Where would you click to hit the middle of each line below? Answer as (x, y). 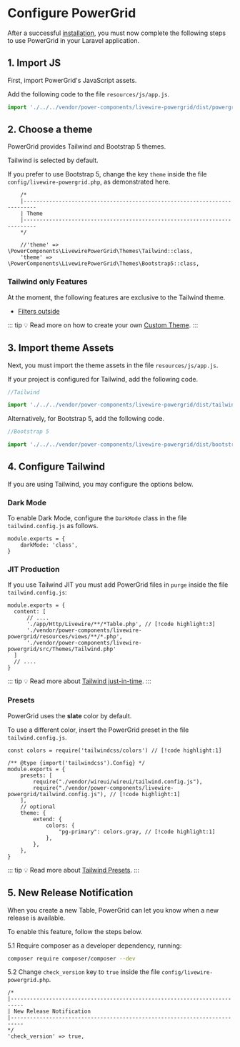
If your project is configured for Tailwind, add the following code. (103, 379)
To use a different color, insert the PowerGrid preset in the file (98, 730)
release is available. (36, 918)
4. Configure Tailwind (56, 467)
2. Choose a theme (50, 130)
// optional (38, 807)
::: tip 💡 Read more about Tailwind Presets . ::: (74, 870)
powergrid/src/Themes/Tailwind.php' (62, 649)
